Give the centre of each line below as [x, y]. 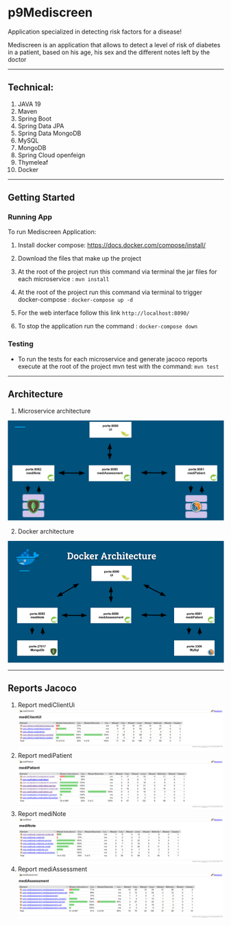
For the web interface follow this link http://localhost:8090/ [104, 313]
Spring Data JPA [41, 125]
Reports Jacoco [42, 688]
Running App [30, 217]
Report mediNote [42, 813]
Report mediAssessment [52, 869]
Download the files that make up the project [80, 259]
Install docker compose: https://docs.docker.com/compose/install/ [112, 245]
